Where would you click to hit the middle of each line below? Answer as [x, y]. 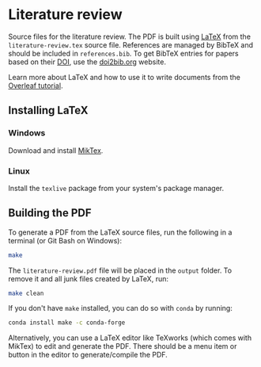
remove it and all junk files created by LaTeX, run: [88, 278]
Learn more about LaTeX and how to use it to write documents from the [125, 77]
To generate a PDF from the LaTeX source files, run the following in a [120, 232]
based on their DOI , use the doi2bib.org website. [87, 62]
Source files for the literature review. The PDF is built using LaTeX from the [130, 36]
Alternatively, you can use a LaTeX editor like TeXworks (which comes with [130, 338]
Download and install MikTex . [56, 150]
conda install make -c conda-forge [67, 323]
